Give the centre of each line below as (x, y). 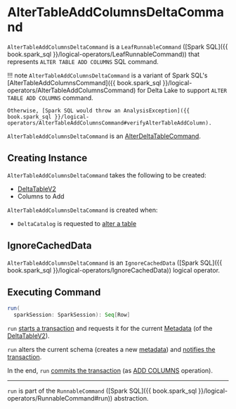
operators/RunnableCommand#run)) (60, 398)
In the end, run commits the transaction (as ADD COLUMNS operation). (110, 371)
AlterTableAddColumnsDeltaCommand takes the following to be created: (107, 175)
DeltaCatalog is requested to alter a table (77, 223)
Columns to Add (41, 196)
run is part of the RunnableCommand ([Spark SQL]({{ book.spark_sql (102, 391)
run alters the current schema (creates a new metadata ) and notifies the (111, 350)
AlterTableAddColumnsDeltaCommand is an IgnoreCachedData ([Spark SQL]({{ (115, 263)
